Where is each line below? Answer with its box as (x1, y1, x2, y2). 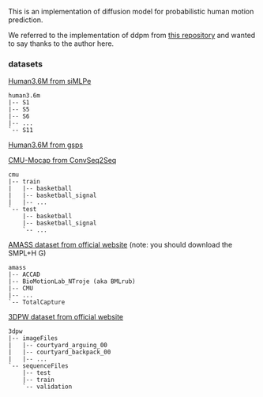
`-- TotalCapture (8, 298, 66, 307)
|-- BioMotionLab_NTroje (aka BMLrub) (8, 278, 136, 285)
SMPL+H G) (8, 248, 47, 258)
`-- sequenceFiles (8, 362, 69, 370)
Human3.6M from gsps (8, 140, 84, 149)
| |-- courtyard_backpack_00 (8, 348, 111, 357)
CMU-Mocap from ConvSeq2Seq (8, 156, 117, 165)
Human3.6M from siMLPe (8, 77, 92, 86)
